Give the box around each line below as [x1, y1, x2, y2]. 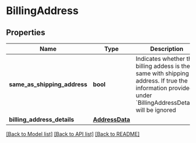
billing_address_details [9, 115, 75, 124]
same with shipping [135, 69, 190, 77]
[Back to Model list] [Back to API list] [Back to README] [6, 131, 140, 137]
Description [150, 45, 184, 53]
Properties [6, 28, 45, 38]
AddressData [93, 115, 130, 124]
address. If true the [135, 77, 188, 84]
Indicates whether [135, 55, 185, 63]
